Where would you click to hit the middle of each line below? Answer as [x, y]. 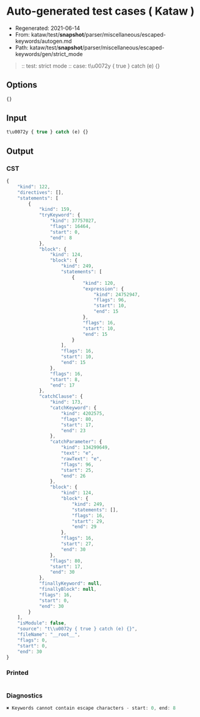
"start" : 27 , [77, 544]
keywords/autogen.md [43, 41]
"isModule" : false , [42, 623]
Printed [17, 673]
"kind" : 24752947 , [117, 294]
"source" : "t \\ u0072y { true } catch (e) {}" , [77, 629]
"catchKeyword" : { [73, 408]
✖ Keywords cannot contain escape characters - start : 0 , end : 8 [91, 708]
